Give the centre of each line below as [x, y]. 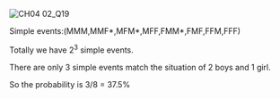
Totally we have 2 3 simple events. [72, 49]
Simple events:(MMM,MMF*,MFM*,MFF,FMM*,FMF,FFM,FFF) [125, 31]
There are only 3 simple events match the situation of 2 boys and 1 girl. [140, 67]
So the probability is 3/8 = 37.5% [70, 84]
